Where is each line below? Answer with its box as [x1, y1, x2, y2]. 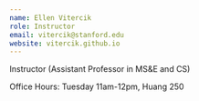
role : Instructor [9, 22, 76, 31]
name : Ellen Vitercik [9, 13, 92, 23]
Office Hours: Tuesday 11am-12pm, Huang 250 [9, 81, 184, 92]
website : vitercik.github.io [9, 38, 120, 48]
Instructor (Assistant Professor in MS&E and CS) [9, 64, 191, 75]
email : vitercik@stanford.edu [9, 30, 125, 39]
